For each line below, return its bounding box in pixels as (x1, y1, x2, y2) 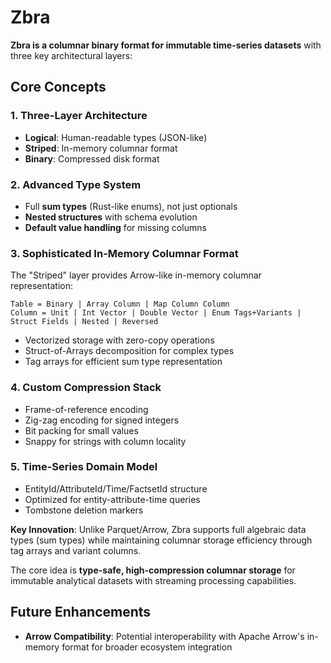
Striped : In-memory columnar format (24, 142, 178, 154)
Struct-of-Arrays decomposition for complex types (24, 345, 235, 357)
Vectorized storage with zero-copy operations (24, 334, 215, 346)
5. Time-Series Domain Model (10, 460, 158, 474)
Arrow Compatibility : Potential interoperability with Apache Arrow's (24, 630, 305, 642)
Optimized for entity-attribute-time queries (24, 493, 201, 505)
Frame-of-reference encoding (24, 403, 149, 415)
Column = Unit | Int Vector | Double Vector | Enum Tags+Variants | (10, 308, 302, 318)
